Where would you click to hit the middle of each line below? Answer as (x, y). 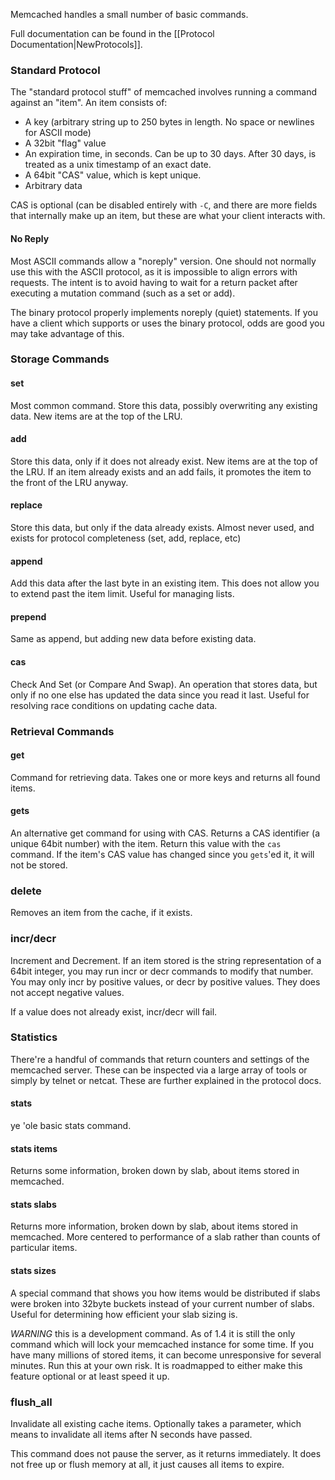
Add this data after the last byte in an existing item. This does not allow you (165, 583)
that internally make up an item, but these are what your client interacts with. (168, 216)
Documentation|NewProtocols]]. (76, 44)
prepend (28, 616)
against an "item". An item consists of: (89, 103)
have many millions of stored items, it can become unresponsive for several (166, 1355)
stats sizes (33, 1271)
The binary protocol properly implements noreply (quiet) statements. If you (164, 312)
